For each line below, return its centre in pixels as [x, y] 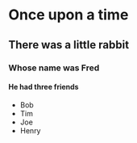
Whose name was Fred [54, 68]
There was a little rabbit [69, 45]
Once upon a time [68, 15]
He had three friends [44, 87]
